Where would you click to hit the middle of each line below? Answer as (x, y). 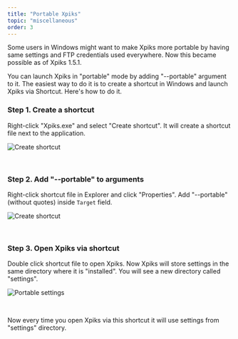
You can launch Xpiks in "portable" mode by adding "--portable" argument (117, 76)
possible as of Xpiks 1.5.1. (45, 63)
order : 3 (20, 27)
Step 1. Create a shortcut (51, 110)
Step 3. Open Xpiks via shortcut (63, 248)
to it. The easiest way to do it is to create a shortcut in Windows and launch (118, 84)
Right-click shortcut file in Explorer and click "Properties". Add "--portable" (118, 194)
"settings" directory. (37, 328)
